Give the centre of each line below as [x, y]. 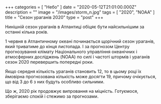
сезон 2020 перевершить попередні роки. [49, 62]
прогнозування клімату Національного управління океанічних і [71, 52]
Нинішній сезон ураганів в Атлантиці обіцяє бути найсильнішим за [75, 27]
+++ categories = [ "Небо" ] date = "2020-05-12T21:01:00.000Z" [71, 7]
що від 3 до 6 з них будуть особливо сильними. [55, 82]
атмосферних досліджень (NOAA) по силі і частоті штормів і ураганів [78, 57]
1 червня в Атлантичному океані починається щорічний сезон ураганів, [80, 41]
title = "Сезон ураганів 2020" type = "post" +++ [54, 17]
